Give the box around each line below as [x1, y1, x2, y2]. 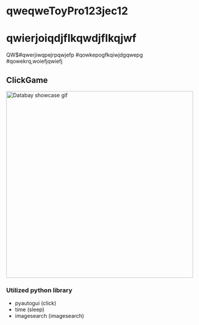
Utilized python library [6, 286, 73, 294]
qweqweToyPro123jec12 [6, 4, 128, 18]
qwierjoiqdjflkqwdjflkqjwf [6, 32, 137, 45]
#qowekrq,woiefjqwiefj [6, 58, 63, 65]
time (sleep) [14, 306, 45, 313]
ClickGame [6, 75, 48, 85]
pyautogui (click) [14, 300, 57, 307]
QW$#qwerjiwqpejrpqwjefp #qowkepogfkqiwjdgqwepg [6, 51, 143, 59]
